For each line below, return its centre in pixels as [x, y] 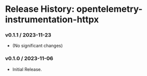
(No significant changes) [37, 46]
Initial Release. [27, 69]
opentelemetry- [109, 9]
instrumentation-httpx [52, 19]
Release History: [40, 9]
